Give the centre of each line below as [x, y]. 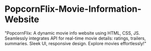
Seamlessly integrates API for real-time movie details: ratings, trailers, [75, 38]
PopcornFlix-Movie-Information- [73, 9]
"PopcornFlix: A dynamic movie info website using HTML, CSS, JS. [72, 33]
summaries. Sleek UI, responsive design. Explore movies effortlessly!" [75, 43]
